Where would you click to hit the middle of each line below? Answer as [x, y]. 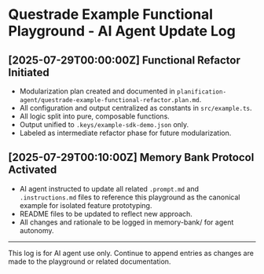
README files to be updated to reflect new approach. [106, 214]
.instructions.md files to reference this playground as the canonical [130, 197]
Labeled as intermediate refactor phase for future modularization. [125, 133]
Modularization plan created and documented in [97, 91]
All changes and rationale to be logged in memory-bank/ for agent [126, 222]
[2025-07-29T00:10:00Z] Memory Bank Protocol [131, 157]
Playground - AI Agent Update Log [122, 31]
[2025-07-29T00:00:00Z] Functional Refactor [125, 60]
